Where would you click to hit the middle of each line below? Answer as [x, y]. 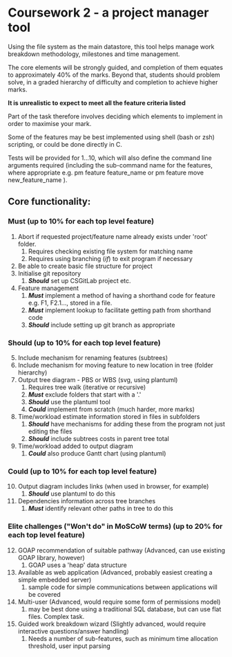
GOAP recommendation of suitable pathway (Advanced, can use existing [122, 550]
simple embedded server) [55, 579]
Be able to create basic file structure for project [85, 266]
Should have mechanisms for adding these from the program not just [126, 424]
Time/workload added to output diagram [75, 446]
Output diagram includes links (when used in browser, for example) [113, 487]
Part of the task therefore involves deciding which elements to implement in [115, 116]
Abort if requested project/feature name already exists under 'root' [113, 236]
